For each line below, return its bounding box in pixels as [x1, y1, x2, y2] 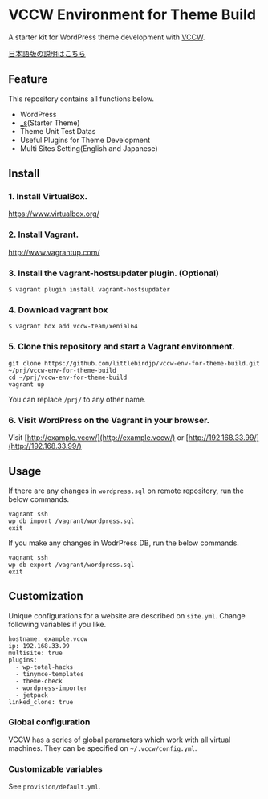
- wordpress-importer [15, 684, 88, 692]
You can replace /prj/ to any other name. [8, 394, 146, 404]
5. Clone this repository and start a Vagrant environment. [8, 341, 235, 353]
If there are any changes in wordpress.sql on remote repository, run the [8, 486, 245, 495]
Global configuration [8, 716, 91, 728]
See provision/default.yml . [8, 781, 101, 792]
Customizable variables [8, 763, 103, 774]
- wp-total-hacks [15, 662, 74, 671]
